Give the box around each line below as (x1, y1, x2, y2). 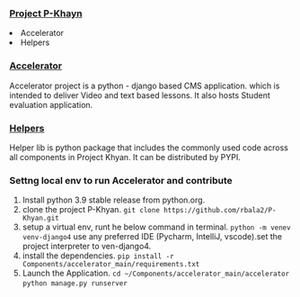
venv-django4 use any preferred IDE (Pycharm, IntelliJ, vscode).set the (22, 231, 283, 242)
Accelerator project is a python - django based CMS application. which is (9, 80, 280, 91)
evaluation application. (9, 99, 93, 110)
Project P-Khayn (9, 7, 83, 20)
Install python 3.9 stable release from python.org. (22, 194, 206, 205)
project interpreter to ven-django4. (22, 241, 152, 252)
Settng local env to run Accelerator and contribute (9, 174, 233, 186)
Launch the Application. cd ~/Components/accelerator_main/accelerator (22, 268, 290, 279)
